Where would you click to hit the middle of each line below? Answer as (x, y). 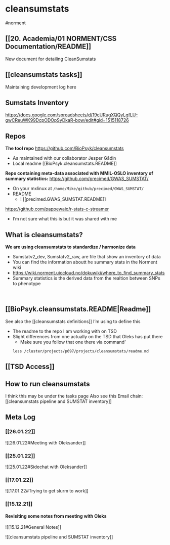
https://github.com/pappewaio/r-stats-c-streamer (57, 209)
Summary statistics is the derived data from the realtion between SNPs (86, 278)
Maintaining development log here (41, 87)
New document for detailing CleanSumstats (51, 59)
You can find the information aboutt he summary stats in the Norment (85, 262)
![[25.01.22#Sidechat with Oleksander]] (46, 467)
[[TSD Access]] (30, 367)
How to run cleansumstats (48, 384)
